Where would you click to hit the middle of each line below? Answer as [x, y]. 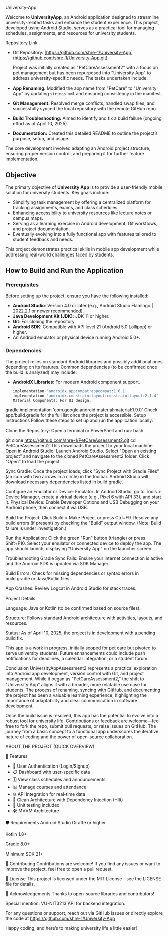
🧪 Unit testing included [36, 805]
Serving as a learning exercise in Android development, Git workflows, [85, 223]
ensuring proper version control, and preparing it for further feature [75, 154]
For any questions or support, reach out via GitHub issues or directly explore [84, 913]
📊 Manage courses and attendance [49, 787]
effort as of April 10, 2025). [40, 123]
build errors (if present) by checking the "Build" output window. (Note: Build [83, 523]
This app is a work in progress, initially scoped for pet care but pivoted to [81, 648]
